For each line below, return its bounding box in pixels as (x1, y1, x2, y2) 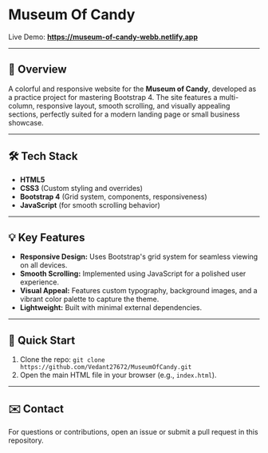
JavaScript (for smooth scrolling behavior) (19, 200, 161, 209)
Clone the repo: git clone (19, 355, 105, 364)
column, (8, 101, 35, 110)
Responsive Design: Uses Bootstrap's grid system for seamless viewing (19, 252, 258, 261)
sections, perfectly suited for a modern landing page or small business (8, 109, 241, 119)
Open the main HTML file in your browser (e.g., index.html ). (19, 370, 217, 380)
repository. (8, 435, 44, 445)
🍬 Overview (8, 62, 67, 77)
